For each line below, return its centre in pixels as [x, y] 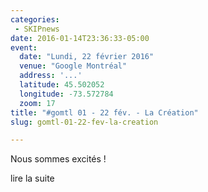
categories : [35, 19]
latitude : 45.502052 [62, 85]
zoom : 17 [37, 103]
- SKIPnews [37, 29]
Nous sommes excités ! [58, 159]
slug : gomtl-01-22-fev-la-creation [84, 122]
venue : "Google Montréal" [73, 66]
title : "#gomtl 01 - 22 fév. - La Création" [104, 112]
